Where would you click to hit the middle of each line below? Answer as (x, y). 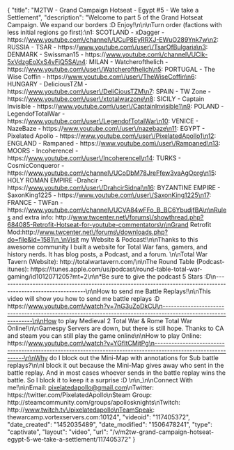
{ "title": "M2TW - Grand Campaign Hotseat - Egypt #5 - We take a (103, 10)
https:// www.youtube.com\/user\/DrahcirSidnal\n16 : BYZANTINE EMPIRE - (114, 188)
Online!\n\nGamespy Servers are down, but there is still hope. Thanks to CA (116, 328)
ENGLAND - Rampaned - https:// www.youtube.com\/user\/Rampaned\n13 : (114, 143)
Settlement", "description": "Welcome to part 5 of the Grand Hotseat (105, 17)
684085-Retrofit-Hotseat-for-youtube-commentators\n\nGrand (98, 225)
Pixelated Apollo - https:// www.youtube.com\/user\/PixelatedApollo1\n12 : (112, 136)
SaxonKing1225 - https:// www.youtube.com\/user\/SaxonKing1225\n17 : (109, 195)
